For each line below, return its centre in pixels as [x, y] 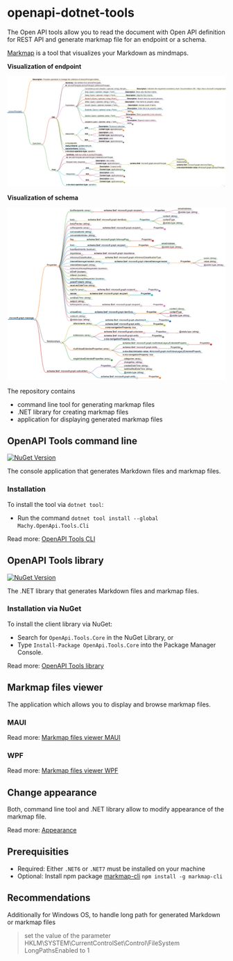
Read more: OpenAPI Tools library [55, 665]
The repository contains [41, 391]
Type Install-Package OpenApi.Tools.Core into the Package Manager [116, 645]
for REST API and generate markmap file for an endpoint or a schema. [107, 39]
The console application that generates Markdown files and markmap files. [114, 471]
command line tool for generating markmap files [86, 404]
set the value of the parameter [67, 935]
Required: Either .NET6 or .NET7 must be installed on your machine [111, 869]
